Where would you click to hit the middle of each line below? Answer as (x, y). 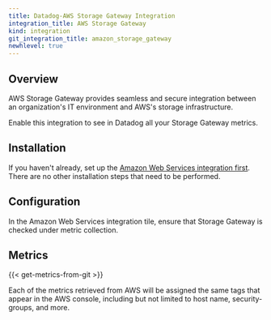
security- (247, 299)
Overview (34, 79)
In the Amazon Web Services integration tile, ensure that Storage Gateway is (135, 221)
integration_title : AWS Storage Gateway (78, 23)
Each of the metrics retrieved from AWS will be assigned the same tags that (134, 290)
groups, (21, 308)
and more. (53, 308)
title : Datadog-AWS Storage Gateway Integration (92, 16)
